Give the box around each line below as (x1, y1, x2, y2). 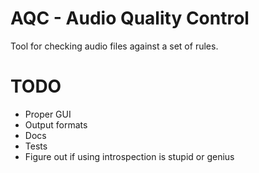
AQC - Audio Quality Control (10, 7, 250, 30)
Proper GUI (24, 108, 72, 120)
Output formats (24, 118, 88, 131)
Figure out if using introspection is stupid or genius (24, 150, 235, 162)
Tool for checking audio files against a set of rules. (10, 40, 219, 52)
